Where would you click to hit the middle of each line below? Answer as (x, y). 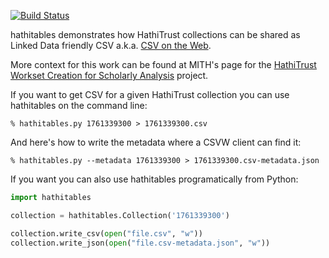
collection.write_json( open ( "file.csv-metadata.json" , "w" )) (140, 243)
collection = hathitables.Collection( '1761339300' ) (120, 215)
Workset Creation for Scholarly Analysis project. (109, 75)
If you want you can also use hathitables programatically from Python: (154, 179)
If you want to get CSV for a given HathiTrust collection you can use (150, 94)
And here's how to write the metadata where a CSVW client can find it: (156, 142)
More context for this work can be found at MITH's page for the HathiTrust (163, 64)
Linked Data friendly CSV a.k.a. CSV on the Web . (111, 45)
